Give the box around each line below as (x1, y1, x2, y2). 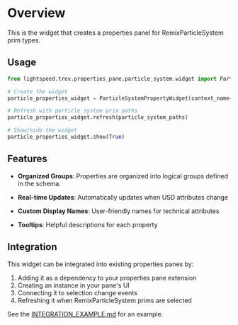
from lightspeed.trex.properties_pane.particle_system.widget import (7, 75, 217, 82)
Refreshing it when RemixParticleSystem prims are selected (17, 296, 193, 304)
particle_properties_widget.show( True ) (7, 133, 125, 140)
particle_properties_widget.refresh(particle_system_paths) (7, 114, 189, 121)
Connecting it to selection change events (17, 288, 138, 297)
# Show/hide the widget (7, 127, 78, 134)
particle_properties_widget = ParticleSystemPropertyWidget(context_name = (7, 94, 233, 102)
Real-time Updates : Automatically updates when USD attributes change (17, 193, 229, 201)
